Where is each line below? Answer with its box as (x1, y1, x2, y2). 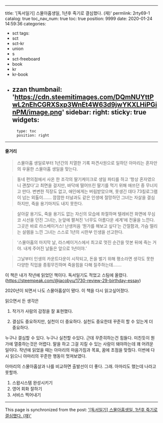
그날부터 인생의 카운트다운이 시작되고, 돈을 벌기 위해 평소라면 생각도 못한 (16, 256, 154, 262)
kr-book (12, 71, 28, 77)
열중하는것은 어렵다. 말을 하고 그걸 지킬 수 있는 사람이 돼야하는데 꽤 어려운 (14, 341, 154, 347)
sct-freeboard (12, 56, 40, 62)
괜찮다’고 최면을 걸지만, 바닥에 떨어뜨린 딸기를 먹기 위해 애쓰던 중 (22, 182, 145, 188)
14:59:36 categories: (5, 21, 47, 27)
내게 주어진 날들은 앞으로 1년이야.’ (23, 245, 87, 251)
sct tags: (12, 30, 30, 36)
